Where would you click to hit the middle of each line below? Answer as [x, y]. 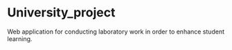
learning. [20, 38]
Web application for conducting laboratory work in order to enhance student [116, 32]
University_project [61, 13]
